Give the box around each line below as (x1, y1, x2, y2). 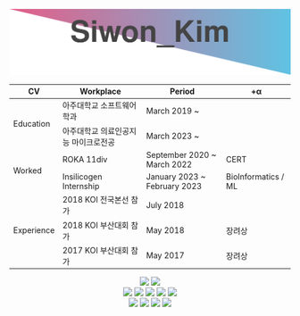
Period (169, 86, 195, 97)
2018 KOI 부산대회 (62, 220, 129, 230)
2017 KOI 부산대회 (62, 245, 129, 255)
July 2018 (146, 199, 185, 210)
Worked (12, 165, 43, 176)
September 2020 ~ (146, 149, 217, 160)
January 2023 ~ (146, 171, 206, 182)
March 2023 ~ (146, 130, 199, 142)
